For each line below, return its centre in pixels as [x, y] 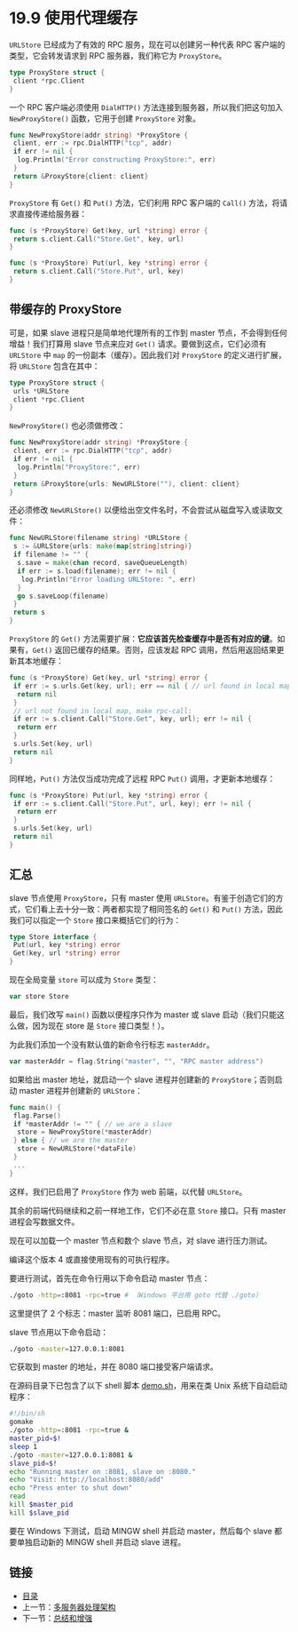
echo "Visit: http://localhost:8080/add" [87, 1480]
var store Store [39, 997]
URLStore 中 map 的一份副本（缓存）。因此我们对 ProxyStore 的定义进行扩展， [148, 354]
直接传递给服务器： [51, 213]
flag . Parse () [37, 1116]
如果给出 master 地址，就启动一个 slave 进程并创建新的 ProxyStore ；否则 [142, 1079]
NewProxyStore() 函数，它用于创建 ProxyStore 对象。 [105, 118]
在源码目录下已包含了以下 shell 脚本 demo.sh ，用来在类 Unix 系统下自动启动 [149, 1386]
